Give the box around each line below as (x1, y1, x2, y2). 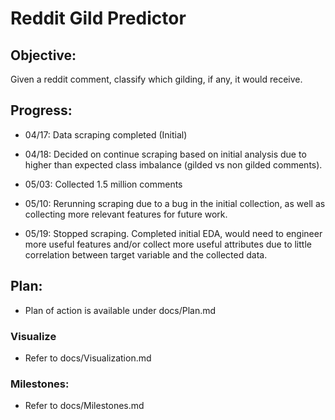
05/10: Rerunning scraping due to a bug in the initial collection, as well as (24, 197, 326, 209)
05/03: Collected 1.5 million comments (24, 178, 183, 190)
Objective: (10, 47, 77, 64)
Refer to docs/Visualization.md (24, 352, 152, 364)
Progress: (10, 102, 73, 119)
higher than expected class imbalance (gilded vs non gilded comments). (24, 158, 323, 171)
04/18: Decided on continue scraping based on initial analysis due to (24, 148, 307, 160)
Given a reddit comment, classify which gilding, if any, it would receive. (10, 73, 303, 85)
